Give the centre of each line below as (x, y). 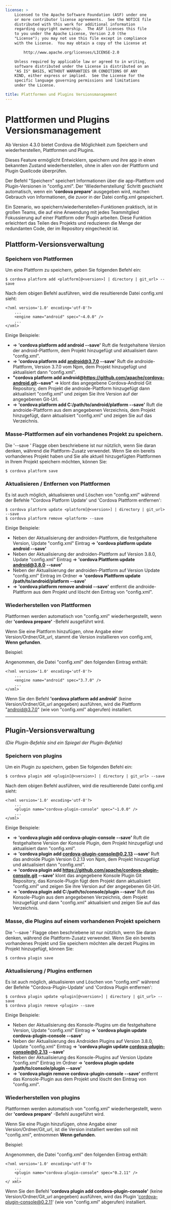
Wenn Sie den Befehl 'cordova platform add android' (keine (68, 699)
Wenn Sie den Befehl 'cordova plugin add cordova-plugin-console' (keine (84, 1191)
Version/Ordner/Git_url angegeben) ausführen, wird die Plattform (73, 704)
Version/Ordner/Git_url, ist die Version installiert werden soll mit (72, 1129)
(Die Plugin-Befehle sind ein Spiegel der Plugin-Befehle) (64, 743)
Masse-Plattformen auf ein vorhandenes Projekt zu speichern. (84, 434)
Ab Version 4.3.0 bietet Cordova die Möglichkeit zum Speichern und (76, 144)
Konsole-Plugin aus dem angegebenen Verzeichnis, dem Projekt (80, 897)
